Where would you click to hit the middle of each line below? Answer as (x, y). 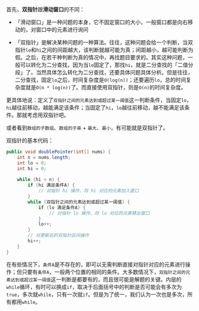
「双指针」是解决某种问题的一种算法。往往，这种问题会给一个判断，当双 (104, 42)
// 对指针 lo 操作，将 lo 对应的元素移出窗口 (99, 213)
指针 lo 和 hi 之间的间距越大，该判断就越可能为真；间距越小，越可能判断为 (104, 50)
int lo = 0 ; (32, 163)
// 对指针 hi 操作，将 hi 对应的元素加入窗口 (88, 191)
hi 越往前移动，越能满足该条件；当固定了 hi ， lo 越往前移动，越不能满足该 (95, 108)
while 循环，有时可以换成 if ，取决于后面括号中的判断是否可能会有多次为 (94, 286)
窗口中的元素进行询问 (62, 30)
